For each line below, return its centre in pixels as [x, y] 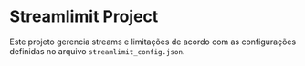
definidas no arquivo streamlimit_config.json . [97, 51]
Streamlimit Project [84, 17]
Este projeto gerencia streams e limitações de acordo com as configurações [153, 42]
